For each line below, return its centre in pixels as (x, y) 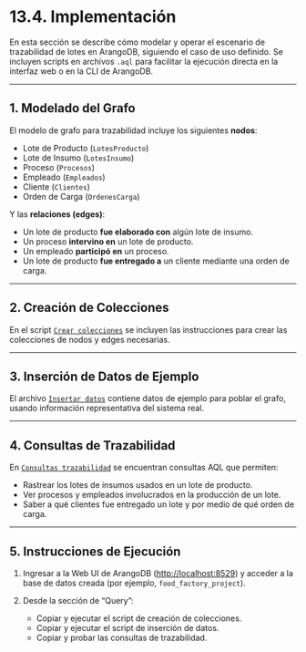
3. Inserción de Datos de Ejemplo (104, 376)
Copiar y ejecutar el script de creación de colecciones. (139, 618)
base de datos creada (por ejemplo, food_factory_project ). (134, 583)
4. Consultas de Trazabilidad (92, 445)
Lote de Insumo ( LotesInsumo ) (78, 158)
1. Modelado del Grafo (72, 108)
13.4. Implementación (93, 17)
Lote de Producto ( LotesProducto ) (86, 148)
